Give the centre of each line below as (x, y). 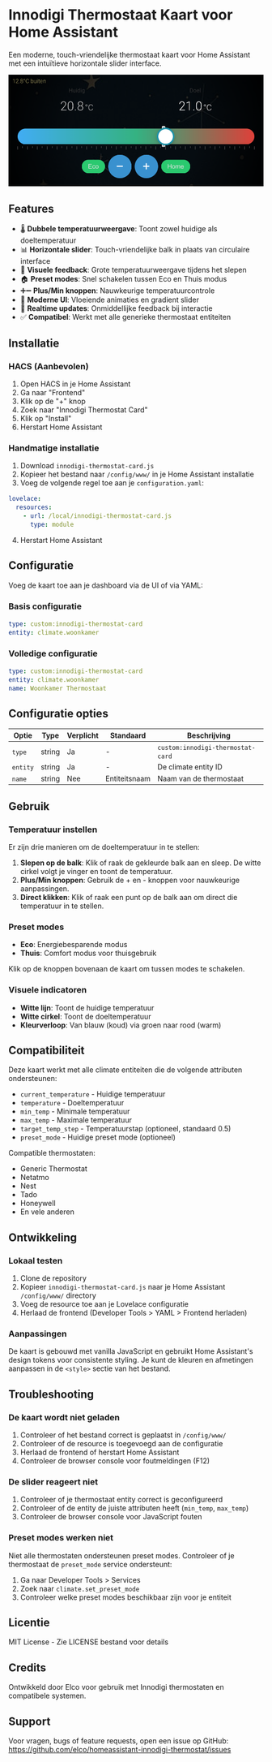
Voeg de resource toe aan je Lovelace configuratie (104, 1304)
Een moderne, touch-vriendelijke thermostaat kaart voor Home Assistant (130, 54)
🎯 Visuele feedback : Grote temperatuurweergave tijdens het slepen (133, 270)
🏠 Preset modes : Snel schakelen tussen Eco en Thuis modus (123, 279)
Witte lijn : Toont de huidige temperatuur (87, 1007)
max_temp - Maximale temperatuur (76, 1120)
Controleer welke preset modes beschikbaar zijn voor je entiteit (126, 1597)
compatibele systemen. (47, 1696)
